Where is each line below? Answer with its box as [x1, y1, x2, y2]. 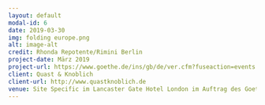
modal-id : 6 [8, 19, 47, 27]
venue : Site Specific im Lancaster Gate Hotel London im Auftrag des [8, 84, 242, 93]
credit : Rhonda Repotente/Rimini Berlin [8, 48, 144, 56]
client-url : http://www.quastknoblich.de [8, 77, 147, 85]
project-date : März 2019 [8, 56, 90, 64]
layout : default [8, 11, 62, 20]
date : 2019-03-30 [8, 26, 65, 34]
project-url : [8, 63, 51, 71]
